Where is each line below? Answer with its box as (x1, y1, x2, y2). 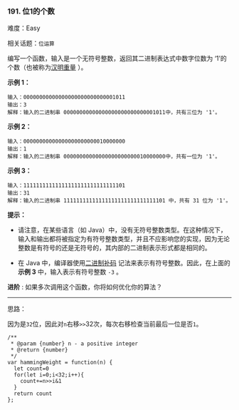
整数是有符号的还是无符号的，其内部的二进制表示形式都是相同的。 (17, 244, 211, 252)
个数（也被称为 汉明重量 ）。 (7, 63, 87, 72)
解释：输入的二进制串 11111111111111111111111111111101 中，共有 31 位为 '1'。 (7, 198, 231, 205)
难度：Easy (7, 24, 41, 33)
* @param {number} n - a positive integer (10, 340, 139, 347)
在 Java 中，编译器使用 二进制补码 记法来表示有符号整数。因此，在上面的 (17, 259, 230, 267)
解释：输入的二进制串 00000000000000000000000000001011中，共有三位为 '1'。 (7, 109, 221, 116)
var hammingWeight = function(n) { (7, 359, 113, 367)
